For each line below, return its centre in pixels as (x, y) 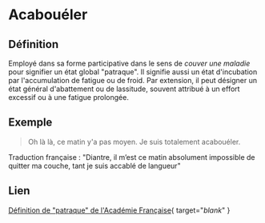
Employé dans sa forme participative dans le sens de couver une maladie (129, 63)
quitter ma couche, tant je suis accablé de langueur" (95, 165)
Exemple (30, 123)
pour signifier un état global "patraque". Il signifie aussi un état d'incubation (133, 72)
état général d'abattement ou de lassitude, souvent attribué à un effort (124, 89)
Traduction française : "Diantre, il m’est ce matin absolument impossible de (132, 157)
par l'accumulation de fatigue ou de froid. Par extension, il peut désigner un (133, 80)
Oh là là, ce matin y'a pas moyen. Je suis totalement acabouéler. (134, 141)
